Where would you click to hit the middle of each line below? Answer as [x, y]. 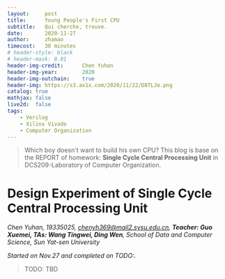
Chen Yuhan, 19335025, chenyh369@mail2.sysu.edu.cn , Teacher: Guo [110, 227]
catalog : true [28, 91]
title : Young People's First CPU [63, 20]
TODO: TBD [41, 269]
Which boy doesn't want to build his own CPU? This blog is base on [121, 150]
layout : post [32, 14]
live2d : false [29, 105]
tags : [15, 111]
